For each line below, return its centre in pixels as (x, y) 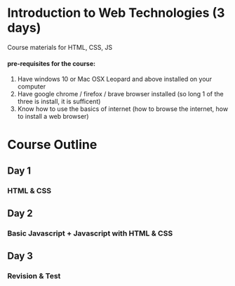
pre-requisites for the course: (52, 63)
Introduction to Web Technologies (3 (116, 13)
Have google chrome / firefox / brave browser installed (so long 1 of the (120, 94)
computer (32, 86)
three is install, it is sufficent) (59, 102)
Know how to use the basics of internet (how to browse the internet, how (123, 109)
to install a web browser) (53, 117)
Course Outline (52, 145)
